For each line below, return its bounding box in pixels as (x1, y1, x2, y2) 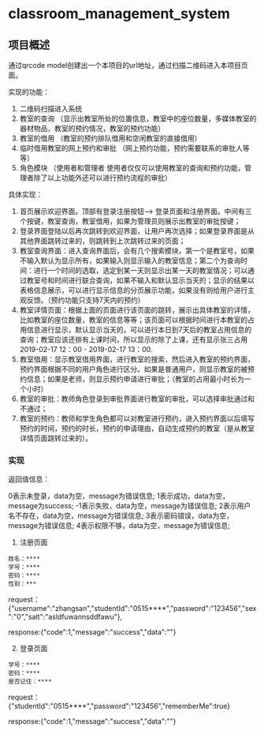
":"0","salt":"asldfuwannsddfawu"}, (8, 612, 123, 622)
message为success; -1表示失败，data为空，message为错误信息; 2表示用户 (8, 501, 251, 511)
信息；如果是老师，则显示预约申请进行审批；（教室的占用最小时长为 (26, 374, 244, 384)
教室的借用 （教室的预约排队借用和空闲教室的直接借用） (19, 133, 202, 143)
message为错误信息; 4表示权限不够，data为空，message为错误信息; (8, 521, 231, 530)
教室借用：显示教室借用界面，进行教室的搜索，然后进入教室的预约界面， (19, 354, 255, 364)
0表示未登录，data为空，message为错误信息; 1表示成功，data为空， (8, 491, 230, 501)
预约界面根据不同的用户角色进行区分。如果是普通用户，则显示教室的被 (19, 365, 248, 373)
